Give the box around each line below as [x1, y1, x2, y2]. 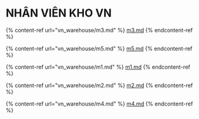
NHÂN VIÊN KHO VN [6, 6, 112, 20]
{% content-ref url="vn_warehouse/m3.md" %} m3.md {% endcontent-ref [6, 26, 193, 34]
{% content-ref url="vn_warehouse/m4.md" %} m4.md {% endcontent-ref [6, 100, 193, 107]
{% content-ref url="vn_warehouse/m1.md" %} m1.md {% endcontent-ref [6, 63, 190, 71]
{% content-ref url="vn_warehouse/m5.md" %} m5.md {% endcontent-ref [6, 45, 193, 52]
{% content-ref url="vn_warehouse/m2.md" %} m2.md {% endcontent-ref [6, 82, 193, 89]
